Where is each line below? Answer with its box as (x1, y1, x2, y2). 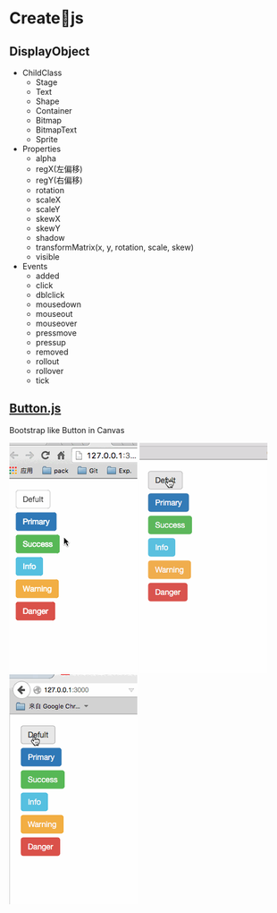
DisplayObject (9, 44, 90, 59)
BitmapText (35, 124, 78, 135)
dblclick (35, 290, 65, 300)
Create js (9, 8, 84, 29)
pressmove (35, 328, 78, 338)
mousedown (35, 299, 82, 310)
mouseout (35, 309, 73, 319)
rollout (35, 356, 60, 366)
